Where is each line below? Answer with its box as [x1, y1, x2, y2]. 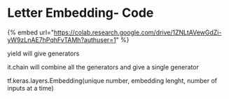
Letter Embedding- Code [7, 5, 154, 21]
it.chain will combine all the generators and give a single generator [7, 62, 200, 71]
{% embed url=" [7, 28, 55, 37]
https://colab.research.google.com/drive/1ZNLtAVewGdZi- [53, 28, 222, 37]
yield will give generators [7, 49, 80, 58]
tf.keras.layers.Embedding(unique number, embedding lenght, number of [7, 76, 218, 85]
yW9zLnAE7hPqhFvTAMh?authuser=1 [7, 35, 117, 44]
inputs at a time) [7, 84, 54, 92]
